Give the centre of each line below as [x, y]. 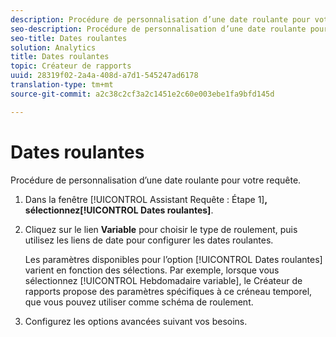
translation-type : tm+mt [62, 85]
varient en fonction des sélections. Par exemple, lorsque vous [152, 270]
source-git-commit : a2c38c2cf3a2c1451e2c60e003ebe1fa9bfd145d [142, 94]
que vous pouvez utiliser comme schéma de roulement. [139, 302]
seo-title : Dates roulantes [69, 38]
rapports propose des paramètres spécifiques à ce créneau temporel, [168, 291]
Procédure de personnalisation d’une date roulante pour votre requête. [156, 180]
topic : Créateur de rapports [71, 66]
